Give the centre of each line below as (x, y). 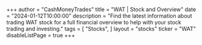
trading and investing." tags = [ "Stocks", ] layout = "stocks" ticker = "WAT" (101, 29)
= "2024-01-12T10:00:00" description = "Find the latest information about (99, 16)
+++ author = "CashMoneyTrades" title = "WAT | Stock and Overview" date (101, 9)
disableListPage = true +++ (41, 35)
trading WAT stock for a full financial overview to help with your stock (94, 22)
